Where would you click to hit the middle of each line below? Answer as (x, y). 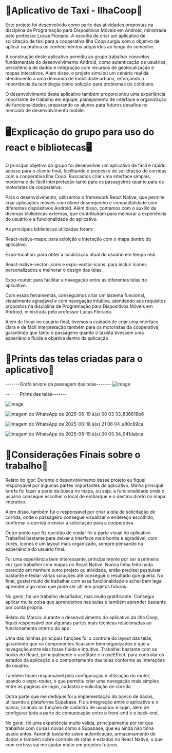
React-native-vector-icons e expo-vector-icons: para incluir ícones (76, 264)
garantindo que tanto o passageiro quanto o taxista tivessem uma (75, 332)
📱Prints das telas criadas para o (74, 359)
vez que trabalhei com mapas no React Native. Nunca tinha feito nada (79, 564)
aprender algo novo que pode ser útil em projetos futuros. (66, 586)
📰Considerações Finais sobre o (73, 454)
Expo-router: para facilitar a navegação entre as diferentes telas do (76, 279)
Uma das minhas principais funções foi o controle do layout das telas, (79, 638)
